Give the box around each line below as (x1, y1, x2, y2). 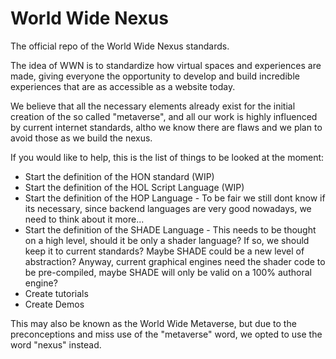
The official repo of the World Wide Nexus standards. (10, 40, 230, 52)
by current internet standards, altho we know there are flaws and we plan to (10, 121, 323, 133)
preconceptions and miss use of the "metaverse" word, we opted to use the (10, 328, 323, 340)
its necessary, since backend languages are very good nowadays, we (24, 202, 312, 214)
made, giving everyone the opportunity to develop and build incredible (10, 70, 300, 82)
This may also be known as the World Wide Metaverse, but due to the (10, 317, 297, 329)
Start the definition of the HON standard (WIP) (24, 170, 215, 182)
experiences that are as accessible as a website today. (10, 80, 236, 92)
